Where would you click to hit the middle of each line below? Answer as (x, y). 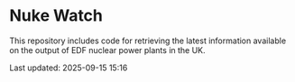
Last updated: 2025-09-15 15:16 (69, 68)
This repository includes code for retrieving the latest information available (148, 41)
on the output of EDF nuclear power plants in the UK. (107, 50)
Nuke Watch (56, 16)
